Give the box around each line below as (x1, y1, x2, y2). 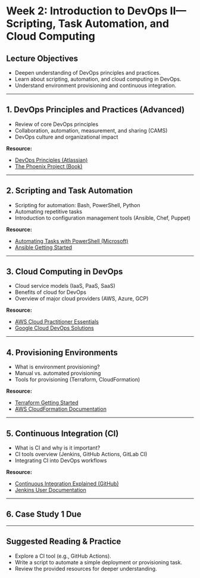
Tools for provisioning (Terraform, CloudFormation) (14, 376, 140, 383)
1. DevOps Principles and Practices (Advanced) (6, 104, 185, 115)
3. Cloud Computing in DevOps (6, 267, 123, 277)
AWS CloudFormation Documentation (14, 405, 107, 413)
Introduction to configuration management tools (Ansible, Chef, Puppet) (14, 214, 191, 222)
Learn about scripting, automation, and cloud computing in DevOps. (14, 76, 182, 82)
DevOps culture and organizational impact (14, 133, 118, 140)
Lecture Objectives (6, 53, 79, 63)
